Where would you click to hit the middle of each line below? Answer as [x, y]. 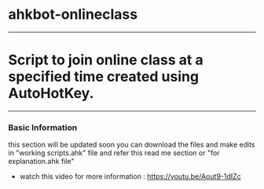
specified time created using [103, 77]
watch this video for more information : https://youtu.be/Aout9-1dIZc [130, 176]
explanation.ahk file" [41, 162]
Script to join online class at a [106, 60]
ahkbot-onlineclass [73, 15]
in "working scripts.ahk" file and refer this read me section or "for [114, 153]
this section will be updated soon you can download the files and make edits [132, 145]
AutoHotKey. [51, 94]
